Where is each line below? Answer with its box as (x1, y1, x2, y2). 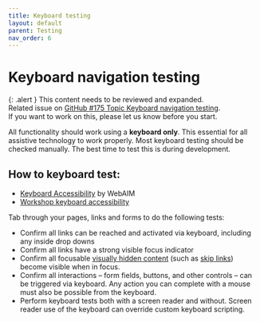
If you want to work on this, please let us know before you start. (8, 112, 218, 121)
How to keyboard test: (8, 167, 121, 181)
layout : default (8, 19, 62, 27)
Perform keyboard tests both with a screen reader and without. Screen (19, 296, 253, 305)
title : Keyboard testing (8, 11, 91, 20)
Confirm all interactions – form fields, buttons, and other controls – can (19, 271, 253, 280)
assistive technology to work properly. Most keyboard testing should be (8, 136, 244, 145)
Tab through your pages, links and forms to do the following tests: (8, 213, 225, 222)
